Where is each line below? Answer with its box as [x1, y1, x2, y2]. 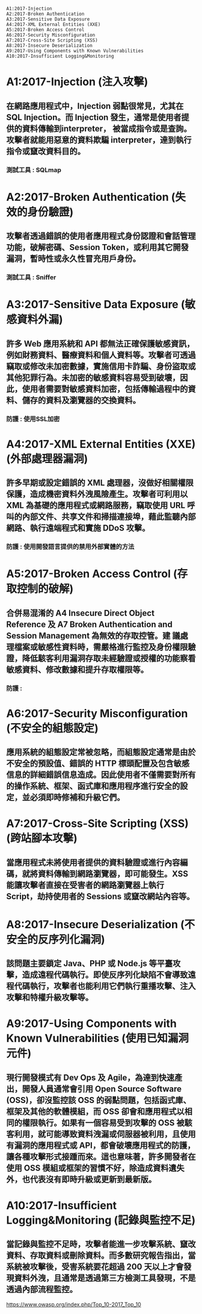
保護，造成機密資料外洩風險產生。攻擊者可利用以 [6, 489, 188, 500]
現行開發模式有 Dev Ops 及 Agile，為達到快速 [6, 1072, 175, 1083]
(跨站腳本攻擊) [6, 832, 78, 845]
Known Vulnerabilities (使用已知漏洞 [6, 1031, 189, 1045]
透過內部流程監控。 [6, 1284, 78, 1295]
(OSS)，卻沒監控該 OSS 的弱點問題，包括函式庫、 [6, 1095, 191, 1105]
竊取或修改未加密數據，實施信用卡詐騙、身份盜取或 [6, 361, 196, 371]
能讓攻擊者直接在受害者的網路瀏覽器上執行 [6, 880, 164, 890]
